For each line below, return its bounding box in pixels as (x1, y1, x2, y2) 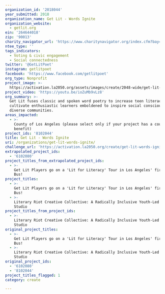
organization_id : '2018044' (5, 7, 63, 12)
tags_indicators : (5, 48, 41, 53)
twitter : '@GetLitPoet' (5, 62, 54, 67)
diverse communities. (9, 108, 54, 113)
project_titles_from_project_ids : (5, 209, 76, 214)
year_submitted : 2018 (5, 12, 50, 17)
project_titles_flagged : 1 (5, 273, 60, 278)
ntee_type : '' (5, 44, 34, 49)
